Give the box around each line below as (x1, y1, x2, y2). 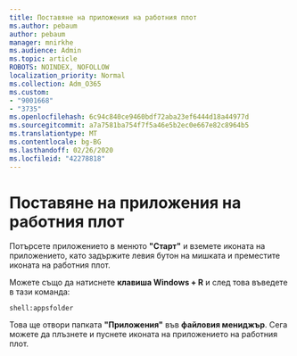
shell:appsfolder (9, 304, 74, 313)
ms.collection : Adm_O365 (9, 79, 102, 88)
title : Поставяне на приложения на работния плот (9, 12, 198, 22)
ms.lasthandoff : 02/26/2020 (9, 145, 114, 154)
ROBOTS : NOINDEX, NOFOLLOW (9, 63, 110, 72)
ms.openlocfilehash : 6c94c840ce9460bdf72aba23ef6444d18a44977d (9, 112, 250, 121)
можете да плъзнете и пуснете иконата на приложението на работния (9, 329, 278, 340)
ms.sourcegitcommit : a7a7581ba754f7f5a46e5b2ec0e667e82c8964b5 (9, 121, 250, 130)
